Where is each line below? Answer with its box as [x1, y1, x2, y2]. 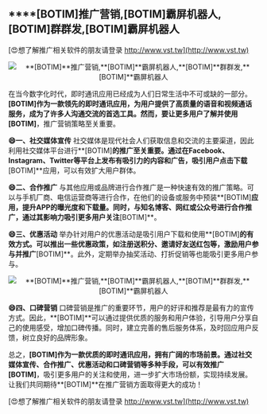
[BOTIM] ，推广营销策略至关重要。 [8, 119, 121, 128]
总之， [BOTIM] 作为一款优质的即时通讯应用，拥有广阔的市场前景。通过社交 [8, 350, 253, 359]
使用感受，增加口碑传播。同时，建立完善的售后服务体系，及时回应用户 [21, 322, 252, 332]
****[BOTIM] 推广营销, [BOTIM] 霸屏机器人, [8, 7, 222, 21]
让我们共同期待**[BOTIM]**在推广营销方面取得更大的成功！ [8, 379, 203, 389]
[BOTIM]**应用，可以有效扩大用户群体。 [8, 166, 141, 175]
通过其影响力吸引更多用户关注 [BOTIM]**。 [21, 212, 161, 221]
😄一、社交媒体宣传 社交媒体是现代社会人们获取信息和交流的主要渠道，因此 [8, 135, 254, 145]
